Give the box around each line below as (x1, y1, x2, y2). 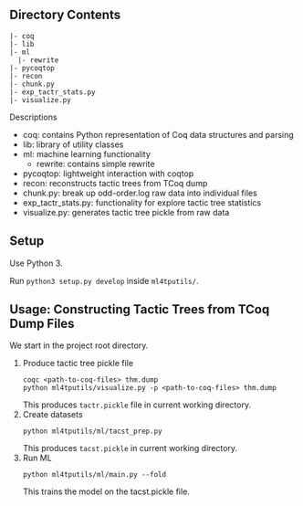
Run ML (22, 452, 52, 464)
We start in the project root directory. (9, 340, 149, 351)
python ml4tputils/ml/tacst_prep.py (22, 427, 162, 437)
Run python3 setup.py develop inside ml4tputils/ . (9, 275, 199, 286)
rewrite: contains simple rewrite (36, 158, 155, 169)
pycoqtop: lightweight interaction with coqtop (22, 168, 194, 179)
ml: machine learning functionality (22, 148, 151, 159)
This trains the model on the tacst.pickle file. (22, 486, 190, 497)
